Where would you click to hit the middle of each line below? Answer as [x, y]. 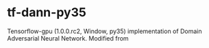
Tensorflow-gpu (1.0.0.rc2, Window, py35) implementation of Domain [104, 31]
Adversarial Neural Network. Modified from [68, 38]
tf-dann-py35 [47, 13]
